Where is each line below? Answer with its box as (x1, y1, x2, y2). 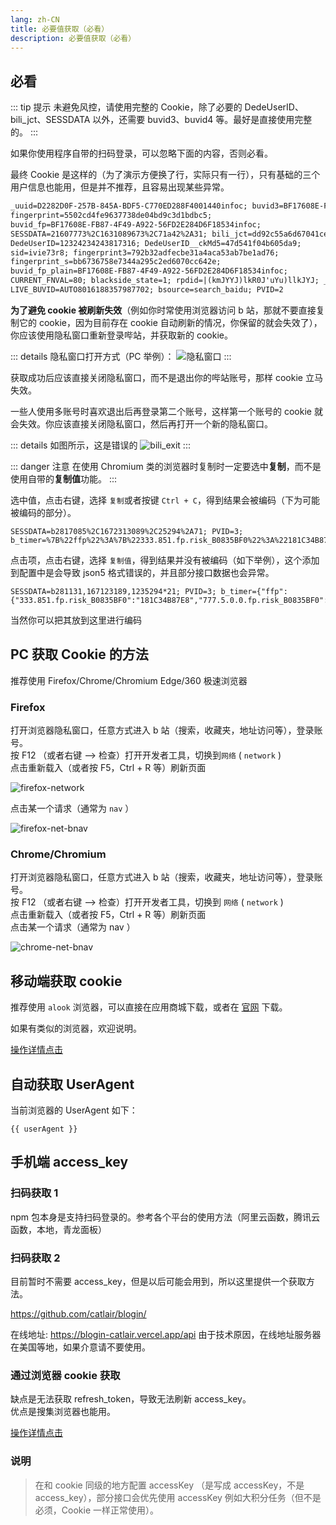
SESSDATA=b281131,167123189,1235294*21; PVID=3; (10, 586, 217, 596)
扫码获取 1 (10, 1186, 59, 1200)
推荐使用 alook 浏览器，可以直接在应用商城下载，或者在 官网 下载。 (10, 1001, 288, 1013)
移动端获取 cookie (10, 972, 123, 990)
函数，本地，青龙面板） (10, 1223, 107, 1235)
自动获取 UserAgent (10, 1076, 135, 1093)
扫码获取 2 (10, 1251, 61, 1265)
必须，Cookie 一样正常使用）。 (34, 1504, 159, 1516)
